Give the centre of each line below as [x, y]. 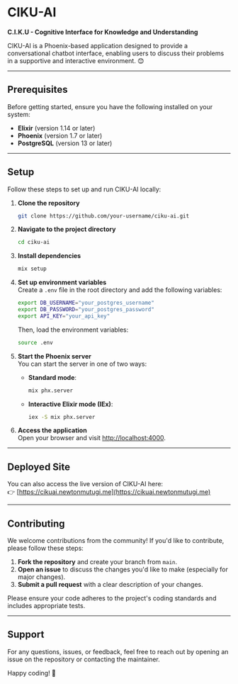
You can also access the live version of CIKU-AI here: [85, 484]
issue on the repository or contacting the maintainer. [84, 659]
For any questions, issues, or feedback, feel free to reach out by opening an [118, 651]
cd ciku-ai [34, 242]
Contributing [36, 523]
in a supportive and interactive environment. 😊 [76, 60]
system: [19, 114]
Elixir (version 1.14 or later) [56, 128]
